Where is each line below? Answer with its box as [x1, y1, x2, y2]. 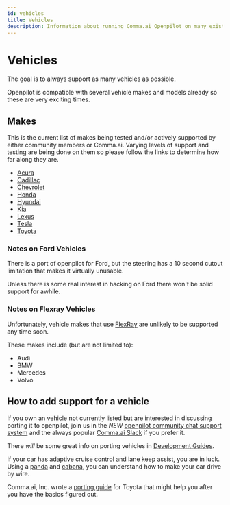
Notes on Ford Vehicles [7, 244, 86, 254]
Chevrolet [16, 183, 45, 192]
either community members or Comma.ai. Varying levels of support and [7, 141, 209, 149]
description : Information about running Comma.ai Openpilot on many [7, 23, 207, 29]
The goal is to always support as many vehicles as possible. [7, 75, 176, 83]
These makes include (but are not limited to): [7, 341, 133, 349]
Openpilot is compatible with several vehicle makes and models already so [7, 88, 218, 97]
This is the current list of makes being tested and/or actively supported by [7, 134, 216, 142]
